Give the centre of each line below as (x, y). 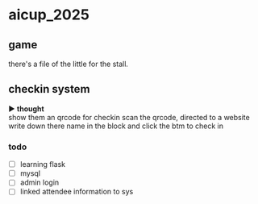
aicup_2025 (49, 15)
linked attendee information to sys (77, 192)
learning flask (43, 164)
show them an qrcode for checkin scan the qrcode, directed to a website (129, 117)
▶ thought (26, 108)
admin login (40, 182)
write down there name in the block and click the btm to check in (116, 126)
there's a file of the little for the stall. (69, 64)
